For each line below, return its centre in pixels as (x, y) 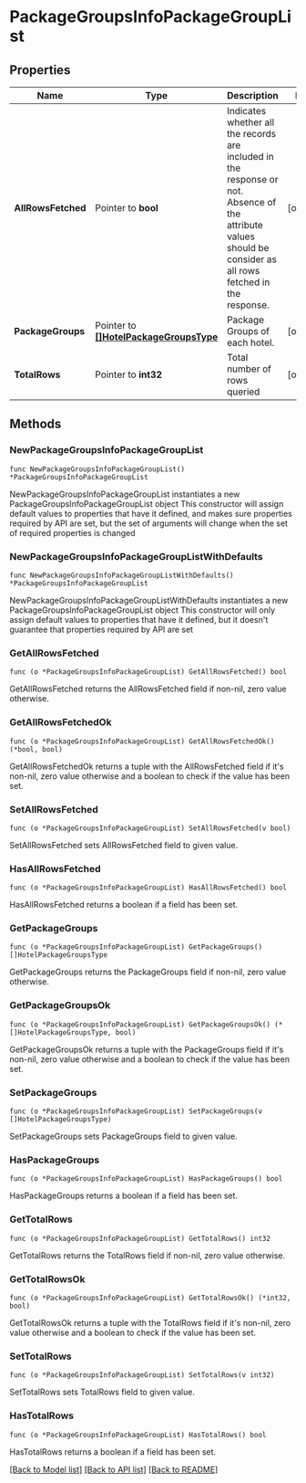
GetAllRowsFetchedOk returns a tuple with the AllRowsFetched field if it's (147, 766)
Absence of (251, 202)
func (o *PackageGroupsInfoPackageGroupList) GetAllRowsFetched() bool (148, 672)
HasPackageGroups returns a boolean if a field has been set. (124, 1196)
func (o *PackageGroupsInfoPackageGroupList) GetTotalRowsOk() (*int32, (150, 1298)
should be (248, 248)
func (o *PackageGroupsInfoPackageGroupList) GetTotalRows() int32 (140, 1238)
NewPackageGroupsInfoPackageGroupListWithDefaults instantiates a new (149, 600)
